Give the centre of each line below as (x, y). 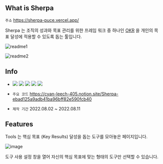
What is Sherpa (29, 8)
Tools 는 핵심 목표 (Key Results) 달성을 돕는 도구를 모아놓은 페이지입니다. (77, 137)
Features (19, 124)
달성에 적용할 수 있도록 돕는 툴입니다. (46, 36)
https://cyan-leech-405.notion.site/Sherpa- (74, 94)
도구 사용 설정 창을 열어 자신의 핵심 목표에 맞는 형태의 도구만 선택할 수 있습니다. (82, 157)
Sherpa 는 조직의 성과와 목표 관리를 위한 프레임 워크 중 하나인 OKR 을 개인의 (79, 30)
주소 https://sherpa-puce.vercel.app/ (42, 20)
